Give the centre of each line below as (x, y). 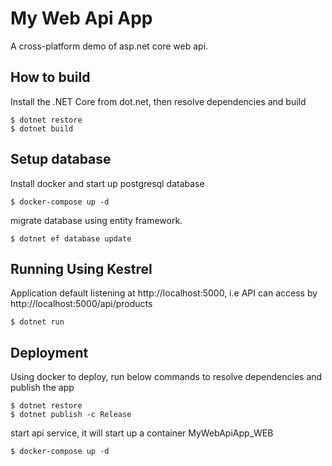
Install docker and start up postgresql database (107, 183)
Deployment (49, 352)
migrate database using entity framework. (96, 220)
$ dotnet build (42, 128)
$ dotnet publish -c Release (71, 415)
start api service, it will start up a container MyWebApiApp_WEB (142, 433)
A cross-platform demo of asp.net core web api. (109, 46)
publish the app (42, 388)
